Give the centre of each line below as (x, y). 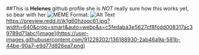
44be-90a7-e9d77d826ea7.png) (46, 46)
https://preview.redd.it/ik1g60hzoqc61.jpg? (58, 21)
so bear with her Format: (48, 15)
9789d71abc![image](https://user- (47, 33)
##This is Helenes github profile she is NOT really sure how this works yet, (97, 8)
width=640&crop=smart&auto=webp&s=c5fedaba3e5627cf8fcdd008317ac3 (99, 27)
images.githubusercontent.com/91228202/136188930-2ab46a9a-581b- (93, 39)
